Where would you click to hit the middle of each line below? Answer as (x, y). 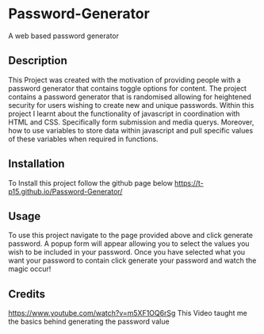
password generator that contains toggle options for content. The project (128, 88)
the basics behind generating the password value (89, 321)
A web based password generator (64, 36)
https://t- (189, 182)
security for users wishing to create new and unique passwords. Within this (131, 105)
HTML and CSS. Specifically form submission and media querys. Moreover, (131, 122)
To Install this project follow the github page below (90, 182)
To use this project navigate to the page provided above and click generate (131, 236)
